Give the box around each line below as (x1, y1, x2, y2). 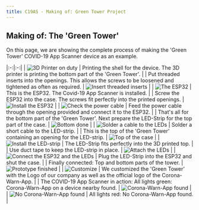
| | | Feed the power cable (55, 102, 182, 109)
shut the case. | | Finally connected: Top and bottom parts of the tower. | (6, 159, 184, 167)
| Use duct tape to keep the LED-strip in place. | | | (6, 146, 176, 153)
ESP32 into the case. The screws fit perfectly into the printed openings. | (6, 96, 184, 103)
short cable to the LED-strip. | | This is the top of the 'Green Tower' (6, 127, 170, 134)
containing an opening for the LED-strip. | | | (6, 134, 160, 141)
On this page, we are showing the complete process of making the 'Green (6, 46, 187, 54)
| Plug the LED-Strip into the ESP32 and (94, 153, 192, 160)
